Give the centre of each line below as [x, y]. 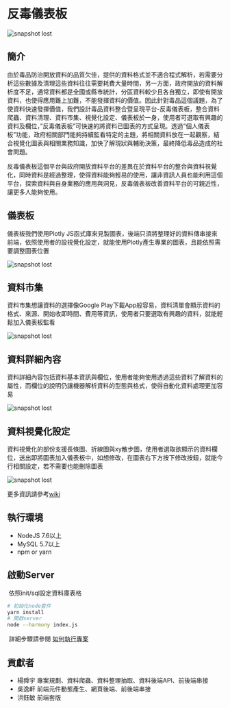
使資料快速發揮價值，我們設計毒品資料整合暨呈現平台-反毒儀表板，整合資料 [114, 109]
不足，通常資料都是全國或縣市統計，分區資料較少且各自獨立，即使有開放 [121, 91]
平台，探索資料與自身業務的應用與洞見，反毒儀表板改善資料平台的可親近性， [115, 183]
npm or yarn [34, 552]
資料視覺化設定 [39, 431]
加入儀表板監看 [34, 322]
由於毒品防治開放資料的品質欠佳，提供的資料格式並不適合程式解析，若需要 [112, 74]
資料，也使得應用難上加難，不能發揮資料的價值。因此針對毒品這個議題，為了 [115, 100]
